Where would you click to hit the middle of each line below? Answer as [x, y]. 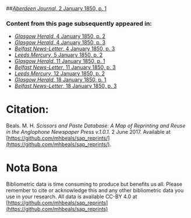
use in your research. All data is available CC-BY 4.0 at [72, 197]
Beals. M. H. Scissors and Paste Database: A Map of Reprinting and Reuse [96, 126]
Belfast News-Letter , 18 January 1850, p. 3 [66, 86]
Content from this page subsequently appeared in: [79, 23]
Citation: [27, 110]
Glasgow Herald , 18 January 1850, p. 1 [60, 80]
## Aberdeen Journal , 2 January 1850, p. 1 [56, 8]
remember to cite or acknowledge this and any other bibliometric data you [95, 191]
